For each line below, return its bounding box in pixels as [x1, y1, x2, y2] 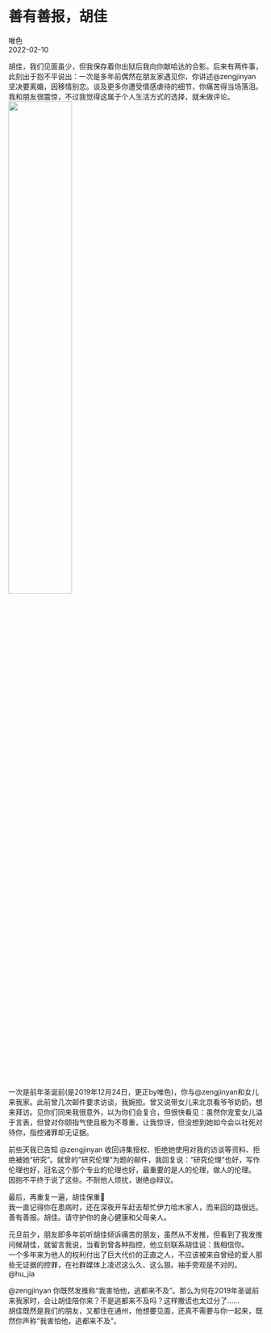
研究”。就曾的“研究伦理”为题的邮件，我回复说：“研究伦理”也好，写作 [32, 1154, 261, 1164]
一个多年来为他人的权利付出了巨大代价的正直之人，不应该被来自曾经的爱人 [8, 1250, 256, 1259]
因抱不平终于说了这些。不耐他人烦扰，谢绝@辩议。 [8, 1175, 178, 1184]
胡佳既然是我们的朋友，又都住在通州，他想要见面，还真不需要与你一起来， [8, 1306, 256, 1315]
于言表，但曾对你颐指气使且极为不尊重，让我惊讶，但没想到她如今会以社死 [8, 1117, 256, 1127]
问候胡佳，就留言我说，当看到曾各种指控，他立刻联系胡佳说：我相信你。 [8, 1239, 248, 1249]
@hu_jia [8, 1268, 35, 1278]
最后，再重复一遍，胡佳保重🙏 [8, 1192, 106, 1201]
